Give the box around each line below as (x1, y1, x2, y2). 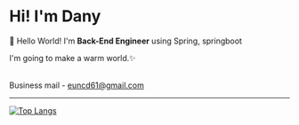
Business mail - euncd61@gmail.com (9, 80, 144, 90)
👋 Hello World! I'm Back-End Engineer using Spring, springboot (9, 35, 243, 46)
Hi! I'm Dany (9, 6, 101, 27)
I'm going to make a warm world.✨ (9, 52, 136, 63)
